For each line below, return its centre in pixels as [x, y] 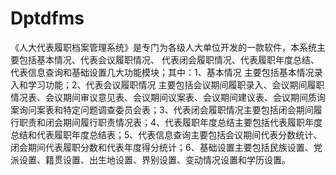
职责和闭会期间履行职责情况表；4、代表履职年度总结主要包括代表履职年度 [170, 122]
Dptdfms [47, 18]
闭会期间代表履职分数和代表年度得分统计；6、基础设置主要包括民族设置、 [162, 147]
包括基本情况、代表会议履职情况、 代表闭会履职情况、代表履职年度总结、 [169, 59]
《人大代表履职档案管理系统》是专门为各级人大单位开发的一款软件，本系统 [163, 47]
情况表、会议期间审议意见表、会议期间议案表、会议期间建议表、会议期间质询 [168, 97]
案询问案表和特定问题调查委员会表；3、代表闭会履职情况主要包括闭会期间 [162, 109]
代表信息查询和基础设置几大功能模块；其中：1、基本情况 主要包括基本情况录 [166, 72]
